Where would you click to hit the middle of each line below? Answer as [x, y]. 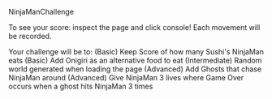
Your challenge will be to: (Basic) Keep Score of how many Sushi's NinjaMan [136, 52]
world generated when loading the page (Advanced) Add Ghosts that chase [135, 69]
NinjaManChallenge [41, 12]
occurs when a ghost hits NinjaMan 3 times [81, 86]
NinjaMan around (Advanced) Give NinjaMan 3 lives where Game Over [126, 77]
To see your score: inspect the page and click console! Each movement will [134, 27]
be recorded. [30, 36]
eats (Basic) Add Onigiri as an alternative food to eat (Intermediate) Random [135, 60]
